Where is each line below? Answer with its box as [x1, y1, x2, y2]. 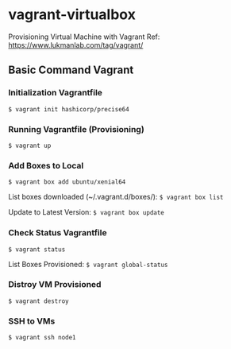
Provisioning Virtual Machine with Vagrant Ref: [8, 32, 160, 41]
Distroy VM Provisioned [8, 279, 102, 290]
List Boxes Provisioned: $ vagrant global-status [8, 259, 168, 269]
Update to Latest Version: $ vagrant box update [8, 207, 165, 217]
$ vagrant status [8, 245, 66, 254]
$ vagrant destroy [8, 297, 69, 305]
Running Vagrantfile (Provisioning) [8, 123, 144, 134]
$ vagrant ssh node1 [8, 334, 77, 342]
